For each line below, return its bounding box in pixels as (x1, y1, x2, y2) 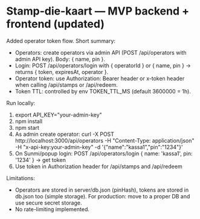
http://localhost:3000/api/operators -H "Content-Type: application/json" (15, 136, 195, 144)
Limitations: (6, 174, 35, 181)
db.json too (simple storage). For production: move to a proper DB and (15, 192, 190, 200)
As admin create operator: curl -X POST (15, 130, 115, 138)
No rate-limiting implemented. (15, 205, 89, 213)
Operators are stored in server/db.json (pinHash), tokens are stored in (15, 186, 189, 194)
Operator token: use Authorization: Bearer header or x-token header (15, 75, 185, 82)
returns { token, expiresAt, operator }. (15, 68, 109, 75)
